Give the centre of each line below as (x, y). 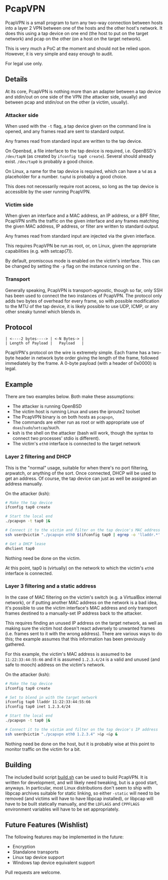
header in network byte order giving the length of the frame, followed (87, 358)
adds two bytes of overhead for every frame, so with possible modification (82, 301)
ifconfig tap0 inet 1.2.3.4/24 (38, 707)
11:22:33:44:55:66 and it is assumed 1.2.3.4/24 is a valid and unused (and (83, 659)
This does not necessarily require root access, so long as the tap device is (82, 186)
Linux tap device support (38, 857)
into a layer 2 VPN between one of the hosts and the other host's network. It (84, 28)
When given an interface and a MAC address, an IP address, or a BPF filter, (83, 216)
